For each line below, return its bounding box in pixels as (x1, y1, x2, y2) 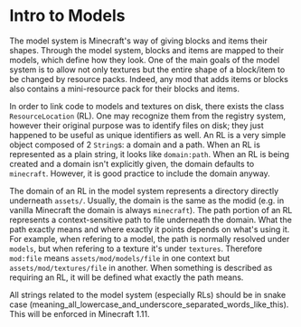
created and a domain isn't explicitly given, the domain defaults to (9, 158, 255, 169)
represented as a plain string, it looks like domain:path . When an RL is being (9, 148, 290, 159)
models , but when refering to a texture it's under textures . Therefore (9, 243, 263, 254)
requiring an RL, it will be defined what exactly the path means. (9, 272, 244, 283)
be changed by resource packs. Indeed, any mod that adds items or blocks (9, 73, 289, 84)
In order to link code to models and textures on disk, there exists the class (9, 100, 285, 111)
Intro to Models (9, 5, 126, 26)
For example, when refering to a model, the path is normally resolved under (9, 233, 290, 244)
